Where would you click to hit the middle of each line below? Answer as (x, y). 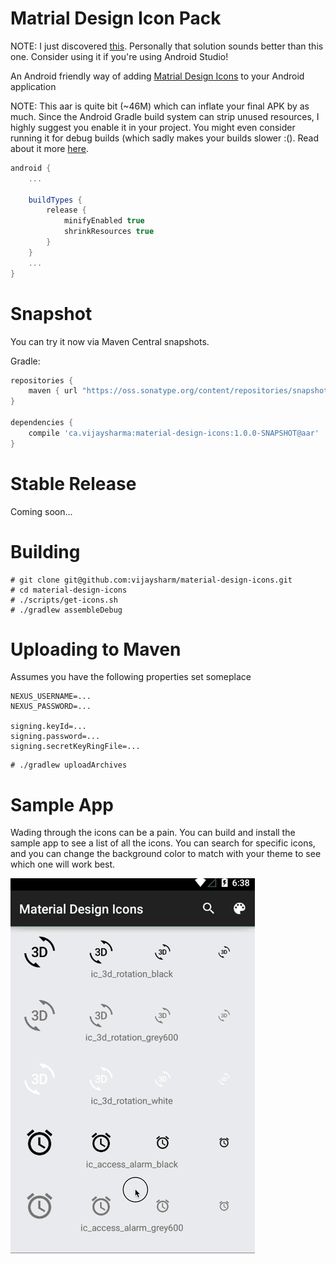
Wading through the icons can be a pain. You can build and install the (153, 833)
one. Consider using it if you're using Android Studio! (119, 56)
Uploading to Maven (96, 649)
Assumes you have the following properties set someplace (131, 677)
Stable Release (73, 483)
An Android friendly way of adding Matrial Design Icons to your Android (157, 76)
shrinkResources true (109, 232)
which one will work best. (63, 864)
